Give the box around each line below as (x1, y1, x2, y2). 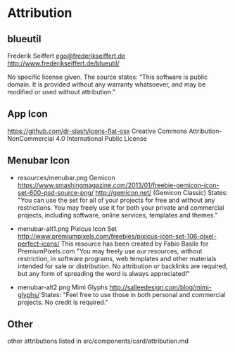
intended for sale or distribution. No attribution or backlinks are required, (17, 262, 228, 270)
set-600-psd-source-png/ (17, 188, 94, 196)
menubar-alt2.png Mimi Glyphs (17, 283, 108, 291)
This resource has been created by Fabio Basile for (61, 239, 209, 248)
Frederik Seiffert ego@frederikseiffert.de (7, 51, 125, 60)
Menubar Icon (7, 155, 70, 167)
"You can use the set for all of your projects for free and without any (17, 196, 215, 204)
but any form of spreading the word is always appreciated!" (17, 269, 190, 277)
